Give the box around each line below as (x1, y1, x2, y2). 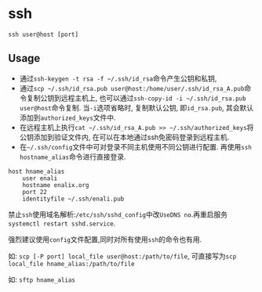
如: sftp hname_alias (8, 275, 76, 284)
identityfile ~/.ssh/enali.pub (22, 195, 125, 203)
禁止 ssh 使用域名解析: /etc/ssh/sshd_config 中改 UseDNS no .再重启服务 (8, 209, 228, 219)
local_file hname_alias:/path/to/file (8, 260, 135, 268)
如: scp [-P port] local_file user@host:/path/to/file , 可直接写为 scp (8, 251, 237, 261)
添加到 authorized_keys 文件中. (19, 113, 116, 122)
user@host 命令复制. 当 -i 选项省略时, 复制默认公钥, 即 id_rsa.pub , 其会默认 (19, 103, 254, 112)
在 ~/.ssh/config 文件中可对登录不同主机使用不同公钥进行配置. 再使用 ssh (19, 142, 253, 151)
